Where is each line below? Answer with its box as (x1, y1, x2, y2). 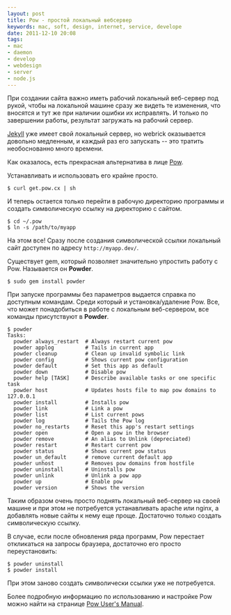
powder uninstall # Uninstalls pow (13, 466, 136, 474)
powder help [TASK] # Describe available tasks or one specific (13, 375, 216, 382)
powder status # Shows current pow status (13, 448, 167, 455)
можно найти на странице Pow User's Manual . (7, 600, 144, 608)
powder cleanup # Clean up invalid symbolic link (13, 350, 186, 357)
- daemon (7, 49, 33, 56)
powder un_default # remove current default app (13, 454, 173, 461)
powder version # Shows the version (13, 485, 145, 492)
